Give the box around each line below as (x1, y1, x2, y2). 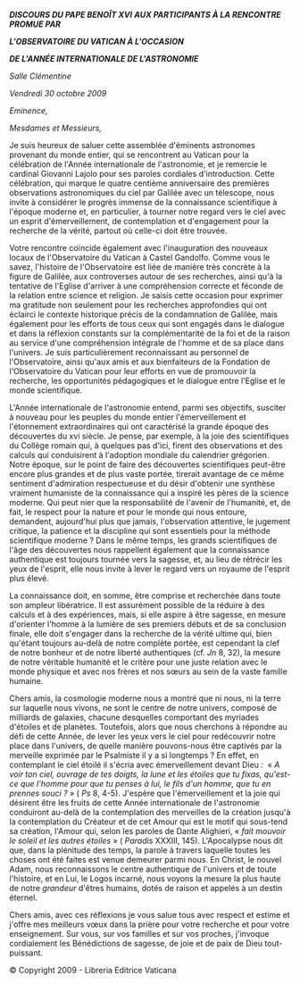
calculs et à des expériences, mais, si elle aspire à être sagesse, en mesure (9, 609, 287, 620)
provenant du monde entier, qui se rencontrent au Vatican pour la (9, 149, 249, 160)
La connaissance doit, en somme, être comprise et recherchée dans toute (9, 590, 281, 601)
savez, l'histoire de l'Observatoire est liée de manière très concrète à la (9, 262, 271, 272)
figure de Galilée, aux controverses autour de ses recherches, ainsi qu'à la (9, 271, 283, 281)
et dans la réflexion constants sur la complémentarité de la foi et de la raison (9, 328, 290, 338)
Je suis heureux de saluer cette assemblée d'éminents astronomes (9, 140, 256, 150)
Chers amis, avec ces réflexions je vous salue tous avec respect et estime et (9, 910, 290, 920)
